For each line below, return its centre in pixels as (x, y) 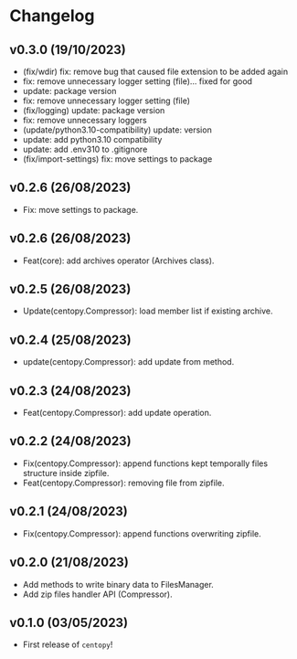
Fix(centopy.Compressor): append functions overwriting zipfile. (142, 533)
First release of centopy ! (68, 644)
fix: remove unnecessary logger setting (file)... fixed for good (138, 81)
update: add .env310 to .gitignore (85, 149)
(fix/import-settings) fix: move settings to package (117, 159)
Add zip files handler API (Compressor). (98, 594)
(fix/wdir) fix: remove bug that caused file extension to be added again (155, 71)
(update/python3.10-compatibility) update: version (117, 130)
